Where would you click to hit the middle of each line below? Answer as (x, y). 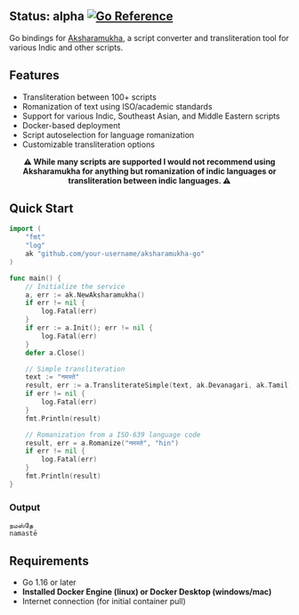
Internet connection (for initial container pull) (104, 601)
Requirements (49, 561)
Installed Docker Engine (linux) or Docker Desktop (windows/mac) (147, 591)
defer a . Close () (56, 353)
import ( (25, 229)
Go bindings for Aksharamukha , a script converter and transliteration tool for (149, 37)
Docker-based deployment (71, 125)
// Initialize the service (75, 286)
